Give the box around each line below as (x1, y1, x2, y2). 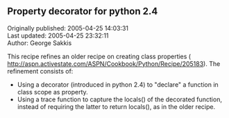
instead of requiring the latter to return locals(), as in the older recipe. (17, 102, 216, 110)
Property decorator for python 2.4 (7, 6, 158, 17)
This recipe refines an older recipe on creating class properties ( (7, 52, 192, 60)
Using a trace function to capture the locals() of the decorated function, (17, 95, 222, 103)
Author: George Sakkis (7, 38, 72, 47)
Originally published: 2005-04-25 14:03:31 (7, 24, 129, 32)
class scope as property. (17, 87, 88, 96)
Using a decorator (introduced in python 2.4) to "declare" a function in (17, 80, 219, 89)
